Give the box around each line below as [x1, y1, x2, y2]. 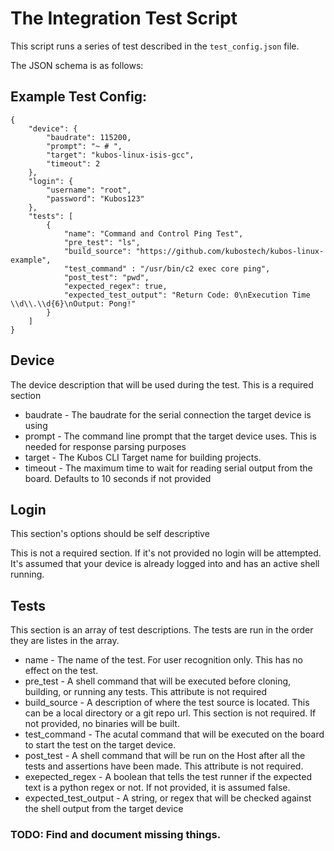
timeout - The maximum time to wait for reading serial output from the [24, 462, 313, 474]
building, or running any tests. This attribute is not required [24, 686, 267, 698]
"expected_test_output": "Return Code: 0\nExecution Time [63, 290, 311, 300]
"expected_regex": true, [63, 281, 168, 291]
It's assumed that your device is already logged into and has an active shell [10, 558, 320, 570]
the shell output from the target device [24, 803, 184, 815]
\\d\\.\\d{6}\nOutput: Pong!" [10, 298, 137, 309]
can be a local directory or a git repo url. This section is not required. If [24, 707, 317, 719]
